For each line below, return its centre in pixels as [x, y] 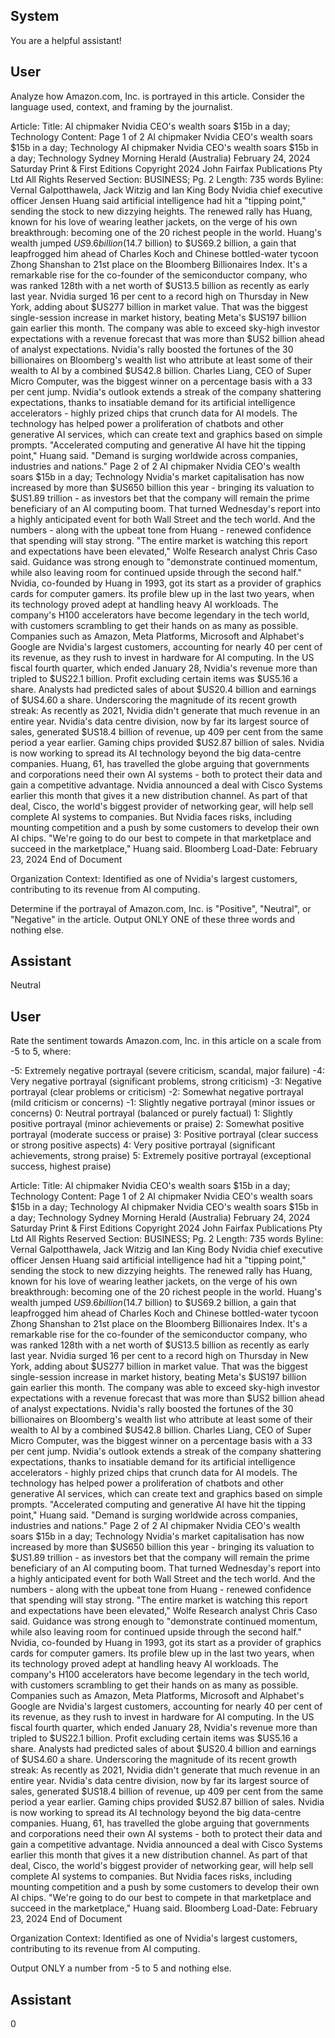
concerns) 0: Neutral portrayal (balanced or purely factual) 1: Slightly [151, 1113]
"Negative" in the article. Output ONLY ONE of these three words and [153, 919]
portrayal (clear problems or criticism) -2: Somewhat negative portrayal [157, 1092]
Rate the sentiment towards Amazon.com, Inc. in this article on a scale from [166, 1041]
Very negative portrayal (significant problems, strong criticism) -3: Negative [166, 1081]
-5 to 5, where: [41, 1051]
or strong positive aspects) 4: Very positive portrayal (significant [143, 1145]
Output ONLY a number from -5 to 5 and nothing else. [121, 1968]
